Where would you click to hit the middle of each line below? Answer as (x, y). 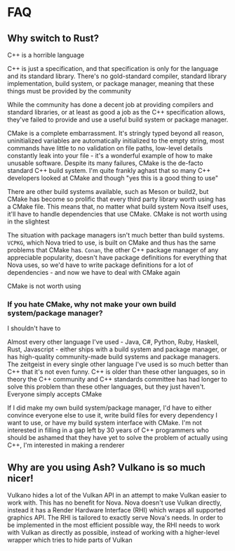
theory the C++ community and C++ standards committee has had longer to (117, 380)
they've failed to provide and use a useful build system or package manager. (118, 119)
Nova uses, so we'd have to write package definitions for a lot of (100, 265)
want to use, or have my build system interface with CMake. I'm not (105, 423)
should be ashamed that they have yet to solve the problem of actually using (117, 438)
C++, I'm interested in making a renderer (66, 445)
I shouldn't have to (34, 328)
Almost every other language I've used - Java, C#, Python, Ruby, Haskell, (113, 342)
